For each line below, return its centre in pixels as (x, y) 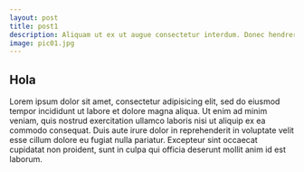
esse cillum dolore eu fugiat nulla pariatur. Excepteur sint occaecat (133, 140)
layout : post (34, 18)
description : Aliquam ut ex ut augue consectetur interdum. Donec (137, 34)
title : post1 (34, 26)
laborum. (26, 159)
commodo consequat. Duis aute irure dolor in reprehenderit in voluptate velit (152, 130)
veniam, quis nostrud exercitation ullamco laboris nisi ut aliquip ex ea (138, 121)
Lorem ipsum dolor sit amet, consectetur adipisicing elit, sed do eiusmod (145, 101)
